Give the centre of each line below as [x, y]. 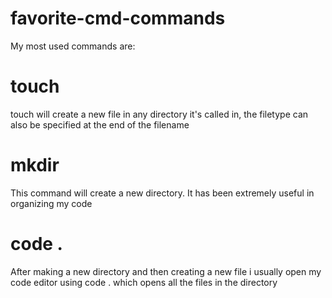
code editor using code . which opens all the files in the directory [144, 282]
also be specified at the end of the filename [100, 124]
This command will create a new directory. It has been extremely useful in [162, 193]
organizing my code [51, 203]
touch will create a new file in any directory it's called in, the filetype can [159, 114]
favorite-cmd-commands [118, 18]
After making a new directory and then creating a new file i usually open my [166, 271]
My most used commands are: [73, 46]
